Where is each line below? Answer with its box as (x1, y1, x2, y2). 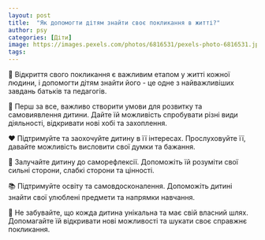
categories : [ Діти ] (8, 33, 73, 42)
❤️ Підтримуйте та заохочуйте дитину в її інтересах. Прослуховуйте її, (8, 134, 246, 142)
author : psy (8, 26, 47, 34)
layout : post (8, 11, 51, 20)
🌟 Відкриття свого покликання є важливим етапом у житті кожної (8, 70, 230, 79)
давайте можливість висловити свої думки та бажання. (8, 142, 196, 151)
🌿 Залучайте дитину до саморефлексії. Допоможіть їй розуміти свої (8, 157, 239, 166)
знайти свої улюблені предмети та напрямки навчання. (8, 193, 196, 201)
